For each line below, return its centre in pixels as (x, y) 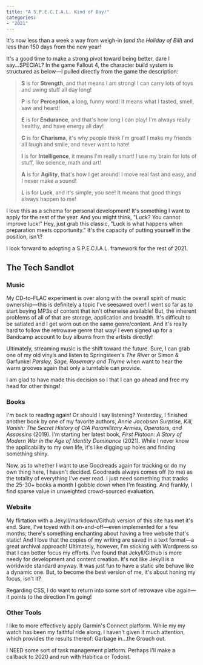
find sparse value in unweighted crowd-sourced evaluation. (81, 491)
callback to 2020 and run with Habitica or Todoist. (69, 656)
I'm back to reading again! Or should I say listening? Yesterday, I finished (97, 415)
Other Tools (24, 612)
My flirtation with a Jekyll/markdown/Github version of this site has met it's (100, 520)
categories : (21, 18)
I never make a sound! (49, 181)
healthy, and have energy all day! (62, 126)
